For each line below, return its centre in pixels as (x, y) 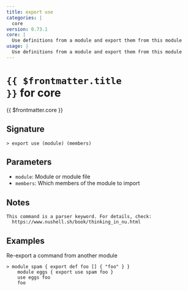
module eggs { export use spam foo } (66, 272)
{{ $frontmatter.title (64, 81)
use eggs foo (34, 277)
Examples (25, 240)
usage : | (17, 47)
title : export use (30, 12)
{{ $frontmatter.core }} (35, 110)
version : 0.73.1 (27, 29)
